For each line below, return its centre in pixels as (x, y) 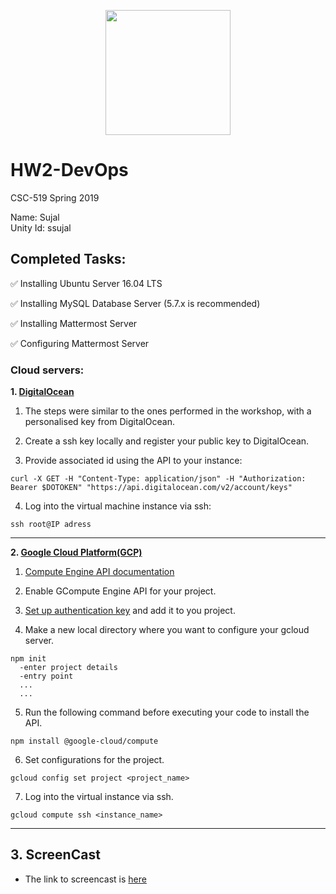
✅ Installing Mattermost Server (74, 323)
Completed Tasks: (68, 259)
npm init (28, 659)
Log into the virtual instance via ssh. (99, 797)
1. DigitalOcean (42, 392)
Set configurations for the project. (94, 760)
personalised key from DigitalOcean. (99, 422)
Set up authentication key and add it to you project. (130, 611)
